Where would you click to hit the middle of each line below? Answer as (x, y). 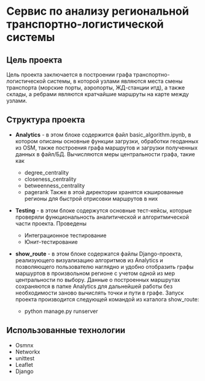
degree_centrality (47, 172)
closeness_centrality (50, 179)
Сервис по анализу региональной (98, 11)
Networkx (28, 352)
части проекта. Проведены (51, 223)
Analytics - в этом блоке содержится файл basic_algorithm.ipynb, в (103, 134)
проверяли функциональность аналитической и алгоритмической (102, 217)
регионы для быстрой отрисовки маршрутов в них (91, 198)
